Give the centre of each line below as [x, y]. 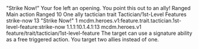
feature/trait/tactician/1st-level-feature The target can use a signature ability [99, 33]
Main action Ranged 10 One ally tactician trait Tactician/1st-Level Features [96, 14]
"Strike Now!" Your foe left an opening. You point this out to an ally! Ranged [98, 8]
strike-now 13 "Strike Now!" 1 [42, 21]
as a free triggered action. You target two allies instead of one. [83, 39]
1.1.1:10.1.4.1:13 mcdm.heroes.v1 [104, 27]
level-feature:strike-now [36, 27]
